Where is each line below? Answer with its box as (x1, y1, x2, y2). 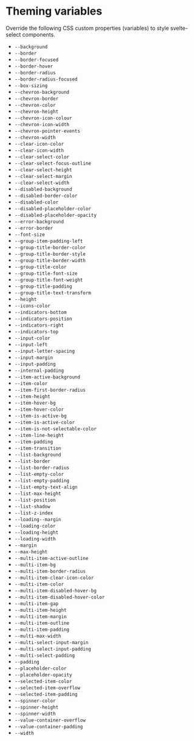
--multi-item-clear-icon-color (14, 575, 94, 581)
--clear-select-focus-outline (14, 160, 92, 166)
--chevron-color (14, 102, 56, 108)
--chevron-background (14, 89, 69, 95)
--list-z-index (14, 510, 54, 516)
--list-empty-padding (14, 477, 69, 484)
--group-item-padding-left (14, 238, 83, 244)
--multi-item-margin (14, 614, 67, 620)
